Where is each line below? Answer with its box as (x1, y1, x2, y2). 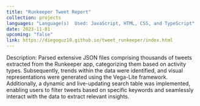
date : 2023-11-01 (6, 26, 51, 32)
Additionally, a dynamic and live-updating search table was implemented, (6, 80, 191, 87)
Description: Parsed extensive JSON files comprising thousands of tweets (6, 54, 192, 61)
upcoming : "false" (6, 32, 53, 38)
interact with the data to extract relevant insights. (6, 93, 130, 100)
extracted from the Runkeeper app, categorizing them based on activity (6, 60, 187, 68)
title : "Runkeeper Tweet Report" (6, 9, 91, 15)
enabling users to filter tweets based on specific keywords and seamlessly (6, 87, 194, 93)
